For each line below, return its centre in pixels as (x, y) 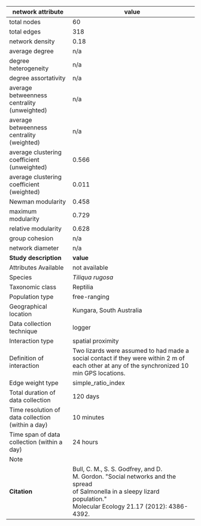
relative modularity (35, 229)
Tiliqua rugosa (93, 277)
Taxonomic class (33, 287)
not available (91, 267)
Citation (21, 492)
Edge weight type (34, 383)
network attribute (38, 12)
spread (83, 484)
